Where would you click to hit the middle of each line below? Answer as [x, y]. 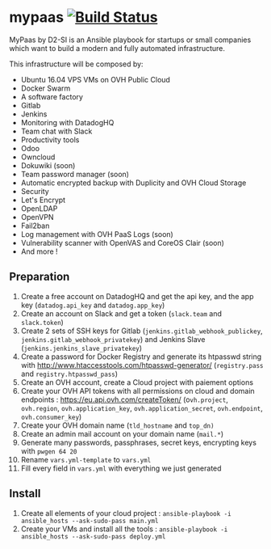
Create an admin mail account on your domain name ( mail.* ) [122, 433]
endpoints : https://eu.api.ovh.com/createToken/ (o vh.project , [124, 399]
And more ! [40, 251]
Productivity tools [50, 139]
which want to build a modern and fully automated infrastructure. [117, 48]
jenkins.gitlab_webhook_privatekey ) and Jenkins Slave [113, 339]
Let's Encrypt [43, 200]
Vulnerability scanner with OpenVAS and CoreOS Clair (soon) [123, 243]
